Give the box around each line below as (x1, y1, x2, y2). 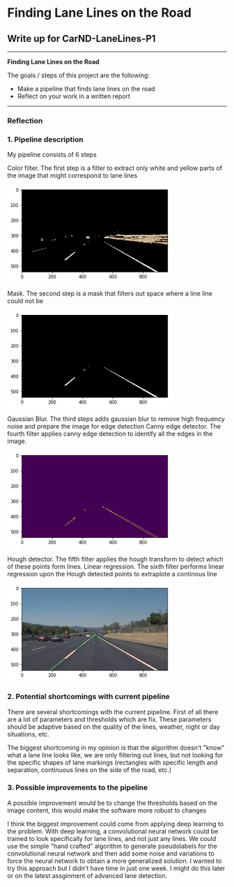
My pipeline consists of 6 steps (7, 151, 97, 159)
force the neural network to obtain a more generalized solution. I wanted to (7, 856, 222, 865)
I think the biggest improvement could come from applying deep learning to (7, 819, 224, 828)
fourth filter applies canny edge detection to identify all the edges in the (7, 430, 213, 438)
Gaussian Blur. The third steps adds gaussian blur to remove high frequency (7, 415, 225, 423)
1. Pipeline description (7, 134, 84, 144)
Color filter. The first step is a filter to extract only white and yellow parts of (7, 164, 223, 172)
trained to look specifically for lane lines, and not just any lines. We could (7, 834, 217, 842)
